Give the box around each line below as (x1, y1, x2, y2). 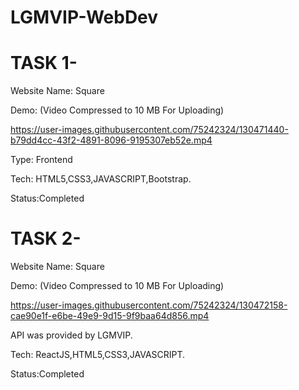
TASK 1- (10, 52, 78, 75)
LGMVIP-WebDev (10, 6, 159, 29)
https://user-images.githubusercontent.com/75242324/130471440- (10, 124, 289, 136)
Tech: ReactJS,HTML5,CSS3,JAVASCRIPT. (10, 349, 186, 361)
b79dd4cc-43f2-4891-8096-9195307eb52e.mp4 (10, 134, 213, 146)
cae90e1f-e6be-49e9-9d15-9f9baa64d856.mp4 (10, 310, 210, 322)
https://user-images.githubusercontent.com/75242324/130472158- (10, 299, 288, 311)
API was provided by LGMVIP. (10, 329, 133, 341)
